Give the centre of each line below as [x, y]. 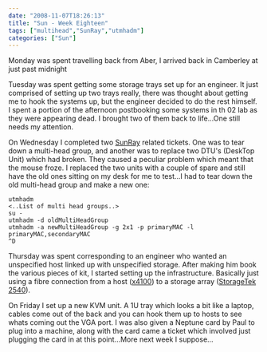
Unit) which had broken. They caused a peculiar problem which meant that [131, 160]
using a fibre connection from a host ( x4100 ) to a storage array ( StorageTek [132, 282]
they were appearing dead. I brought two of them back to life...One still [124, 119]
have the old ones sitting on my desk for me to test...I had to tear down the [130, 176]
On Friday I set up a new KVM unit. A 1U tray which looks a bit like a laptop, [131, 306]
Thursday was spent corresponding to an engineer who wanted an [118, 256]
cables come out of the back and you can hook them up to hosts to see [125, 314]
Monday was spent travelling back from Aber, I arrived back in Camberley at [133, 61]
